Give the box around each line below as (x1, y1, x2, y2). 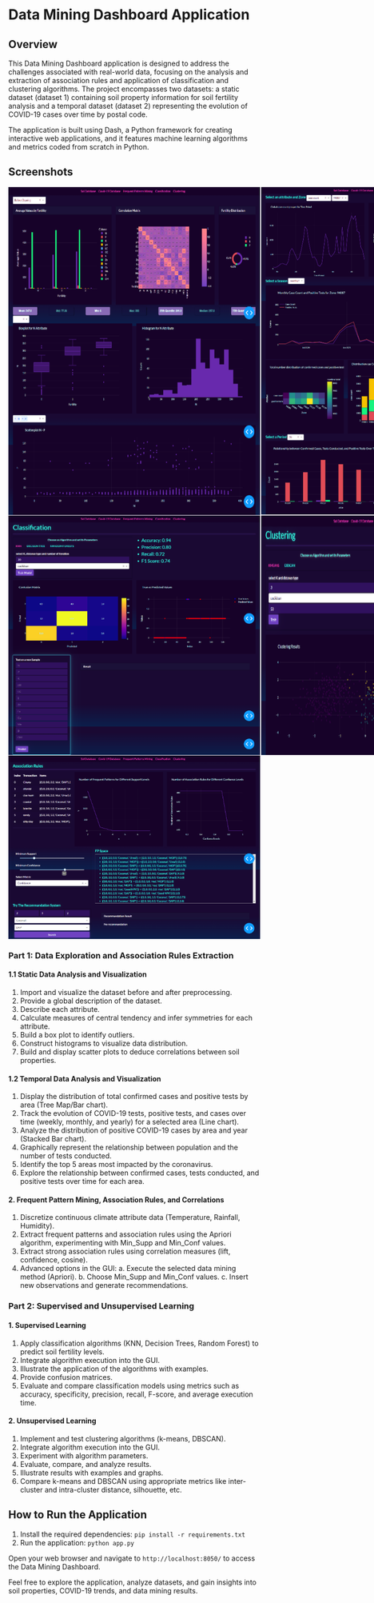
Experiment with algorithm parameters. (19, 1450, 149, 1461)
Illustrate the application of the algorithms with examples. (19, 1364, 209, 1373)
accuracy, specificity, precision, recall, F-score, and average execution (19, 1389, 253, 1399)
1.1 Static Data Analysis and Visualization (8, 969, 147, 979)
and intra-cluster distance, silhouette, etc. (44, 1485, 182, 1494)
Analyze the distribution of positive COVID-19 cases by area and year (19, 1125, 248, 1135)
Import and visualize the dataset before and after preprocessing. (19, 988, 233, 997)
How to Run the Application (8, 1508, 148, 1521)
